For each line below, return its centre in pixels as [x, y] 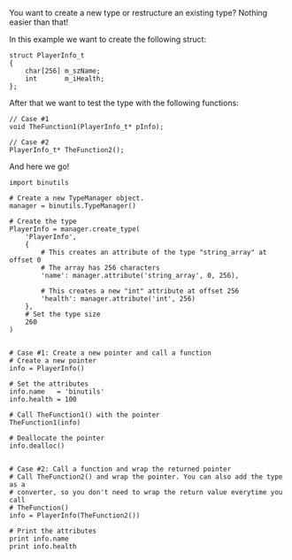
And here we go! [39, 166]
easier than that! [39, 22]
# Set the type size [63, 314]
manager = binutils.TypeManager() [73, 206]
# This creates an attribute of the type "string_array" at [154, 252]
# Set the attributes [49, 384]
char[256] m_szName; [63, 71]
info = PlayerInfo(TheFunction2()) [75, 516]
